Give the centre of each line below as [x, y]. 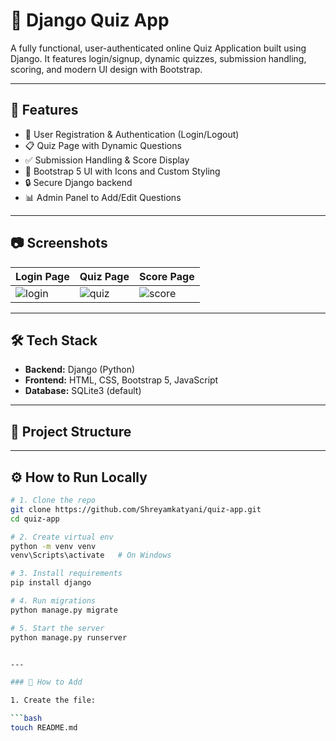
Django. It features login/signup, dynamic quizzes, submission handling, [158, 58]
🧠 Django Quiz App [90, 20]
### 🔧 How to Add [46, 682]
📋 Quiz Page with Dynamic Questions [103, 145]
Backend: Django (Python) [80, 370]
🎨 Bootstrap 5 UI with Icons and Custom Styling [122, 171]
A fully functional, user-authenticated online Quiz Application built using [158, 48]
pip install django [51, 583]
